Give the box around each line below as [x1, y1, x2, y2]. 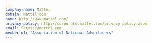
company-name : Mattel [5, 7, 51, 12]
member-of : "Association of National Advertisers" [5, 30, 114, 35]
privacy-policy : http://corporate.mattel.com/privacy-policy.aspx [5, 21, 147, 26]
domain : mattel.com [5, 12, 46, 17]
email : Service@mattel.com [5, 26, 62, 31]
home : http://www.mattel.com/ [5, 16, 69, 21]
